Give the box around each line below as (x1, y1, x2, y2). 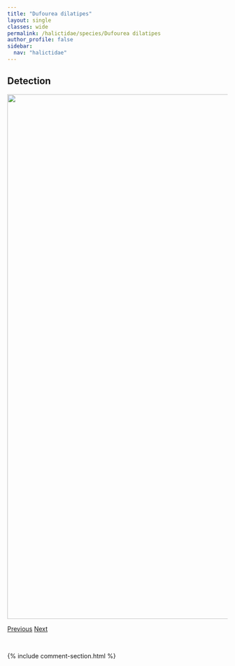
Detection (7, 75, 51, 87)
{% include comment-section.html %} (7, 651, 117, 660)
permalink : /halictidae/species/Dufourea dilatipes (7, 29, 161, 37)
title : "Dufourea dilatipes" (7, 10, 92, 17)
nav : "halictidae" (13, 50, 68, 57)
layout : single (7, 17, 52, 24)
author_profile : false (7, 36, 73, 43)
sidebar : (7, 43, 33, 50)
